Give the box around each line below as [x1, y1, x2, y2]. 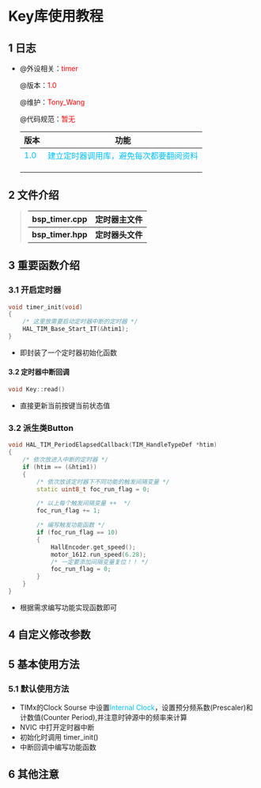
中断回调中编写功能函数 [19, 742, 96, 752]
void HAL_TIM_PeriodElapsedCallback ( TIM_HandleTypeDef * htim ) [8, 441, 217, 449]
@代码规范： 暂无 [19, 114, 76, 124]
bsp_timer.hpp [31, 229, 88, 240]
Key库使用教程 [8, 7, 104, 25]
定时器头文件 [94, 229, 143, 240]
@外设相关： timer [19, 64, 78, 73]
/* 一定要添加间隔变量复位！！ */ [50, 558, 149, 566]
